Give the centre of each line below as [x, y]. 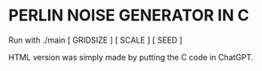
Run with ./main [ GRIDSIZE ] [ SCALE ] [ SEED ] [96, 40]
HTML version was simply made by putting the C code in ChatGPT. [131, 57]
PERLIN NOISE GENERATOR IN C [129, 16]
